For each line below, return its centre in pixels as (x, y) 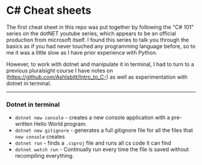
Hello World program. (60, 124)
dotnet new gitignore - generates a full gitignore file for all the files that (104, 130)
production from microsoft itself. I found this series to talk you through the (98, 40)
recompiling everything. (44, 156)
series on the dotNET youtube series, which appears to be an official (91, 33)
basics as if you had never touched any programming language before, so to (101, 46)
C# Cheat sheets (49, 10)
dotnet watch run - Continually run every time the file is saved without (102, 149)
